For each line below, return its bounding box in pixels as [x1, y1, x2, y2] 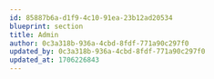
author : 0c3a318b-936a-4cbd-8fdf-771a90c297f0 [9, 38, 189, 48]
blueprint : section [9, 22, 84, 31]
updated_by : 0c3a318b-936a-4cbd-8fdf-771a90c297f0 [9, 47, 206, 56]
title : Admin [9, 30, 59, 39]
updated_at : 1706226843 [9, 55, 100, 64]
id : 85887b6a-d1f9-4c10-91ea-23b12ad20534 [9, 13, 173, 23]
